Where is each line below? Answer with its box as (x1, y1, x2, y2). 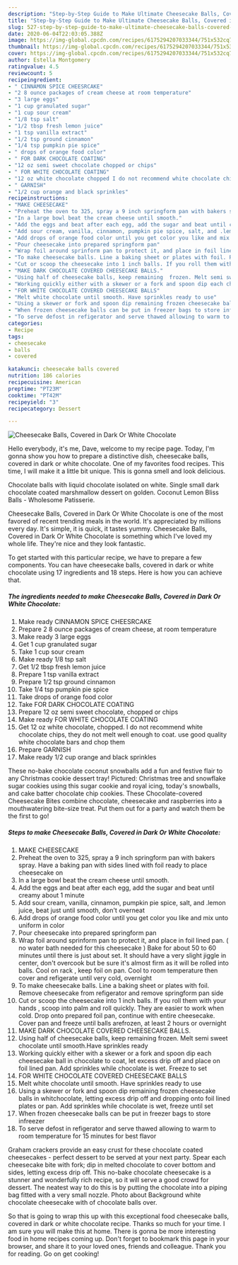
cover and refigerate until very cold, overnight (18, 974, 153, 982)
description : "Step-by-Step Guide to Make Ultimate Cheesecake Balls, (8, 10, 220, 18)
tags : (8, 333, 24, 340)
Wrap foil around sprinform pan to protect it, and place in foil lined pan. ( (18, 936, 229, 945)
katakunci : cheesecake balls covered (8, 365, 119, 373)
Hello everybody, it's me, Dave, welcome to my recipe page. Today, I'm (8, 444, 215, 453)
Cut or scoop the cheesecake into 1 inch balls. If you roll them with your (18, 997, 227, 1005)
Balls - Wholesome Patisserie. (8, 496, 95, 504)
